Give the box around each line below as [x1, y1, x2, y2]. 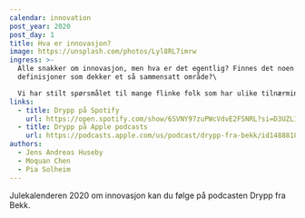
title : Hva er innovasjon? [9, 38, 112, 48]
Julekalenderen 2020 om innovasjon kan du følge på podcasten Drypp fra [9, 190, 286, 201]
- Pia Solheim [17, 164, 71, 173]
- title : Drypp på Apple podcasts [17, 123, 148, 132]
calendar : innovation [9, 13, 92, 23]
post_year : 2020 [9, 22, 71, 31]
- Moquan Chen [17, 156, 71, 165]
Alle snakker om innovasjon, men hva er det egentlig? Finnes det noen [17, 64, 295, 74]
